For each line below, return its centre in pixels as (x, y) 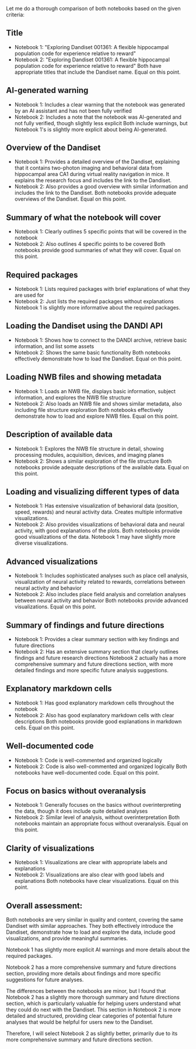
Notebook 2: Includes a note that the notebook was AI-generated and (98, 117)
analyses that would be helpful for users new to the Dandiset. (80, 1022)
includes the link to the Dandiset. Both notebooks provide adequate (95, 193)
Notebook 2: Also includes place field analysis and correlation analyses (100, 594)
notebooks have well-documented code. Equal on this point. (87, 772)
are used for (29, 295)
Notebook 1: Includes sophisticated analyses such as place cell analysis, (101, 576)
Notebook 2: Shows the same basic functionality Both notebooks (92, 352)
